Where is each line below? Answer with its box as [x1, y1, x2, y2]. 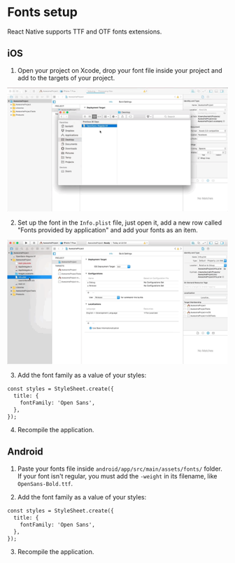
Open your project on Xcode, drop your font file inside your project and [17, 66, 222, 74]
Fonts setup [7, 4, 78, 20]
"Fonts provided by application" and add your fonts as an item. [17, 226, 198, 234]
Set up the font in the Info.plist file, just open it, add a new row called [17, 218, 222, 227]
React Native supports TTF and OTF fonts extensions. [7, 27, 162, 36]
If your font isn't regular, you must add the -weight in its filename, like [17, 471, 218, 480]
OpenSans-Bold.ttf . [17, 479, 73, 487]
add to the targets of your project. [17, 73, 115, 82]
